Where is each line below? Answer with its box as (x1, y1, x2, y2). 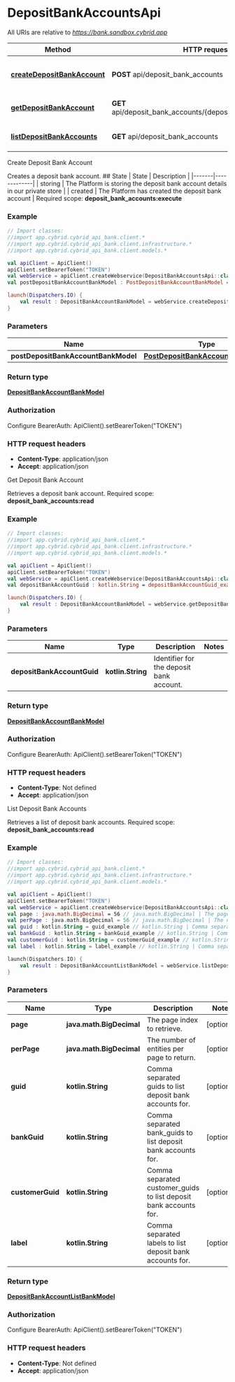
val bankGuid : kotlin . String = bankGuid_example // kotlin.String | (7, 930, 215, 937)
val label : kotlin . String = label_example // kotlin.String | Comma (7, 943, 215, 950)
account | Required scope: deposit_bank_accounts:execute (7, 194, 183, 202)
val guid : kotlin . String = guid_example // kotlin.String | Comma (7, 923, 208, 931)
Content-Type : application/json (17, 455, 108, 463)
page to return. (146, 1053, 196, 1062)
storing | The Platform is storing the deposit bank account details (40, 179, 227, 187)
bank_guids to (146, 1127, 194, 1137)
